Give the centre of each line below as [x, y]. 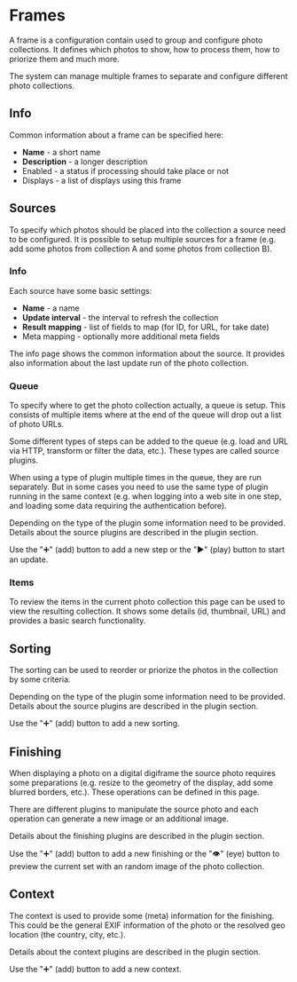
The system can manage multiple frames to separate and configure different [148, 75]
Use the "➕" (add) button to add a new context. [95, 969]
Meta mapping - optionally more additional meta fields [121, 336]
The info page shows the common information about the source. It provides [147, 353]
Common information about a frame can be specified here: [117, 135]
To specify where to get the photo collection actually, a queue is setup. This [148, 406]
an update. [29, 559]
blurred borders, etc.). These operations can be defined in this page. [134, 792]
